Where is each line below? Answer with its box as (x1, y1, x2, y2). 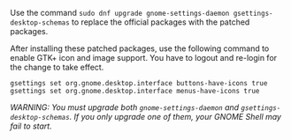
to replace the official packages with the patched (71, 17, 250, 27)
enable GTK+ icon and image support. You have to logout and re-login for (10, 53, 278, 63)
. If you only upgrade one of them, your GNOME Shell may (69, 112, 282, 122)
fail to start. (10, 121, 52, 131)
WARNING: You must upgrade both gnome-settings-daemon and (10, 102, 240, 113)
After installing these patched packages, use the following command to (10, 43, 270, 54)
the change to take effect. (10, 62, 104, 72)
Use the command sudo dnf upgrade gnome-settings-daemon (10, 8, 230, 18)
